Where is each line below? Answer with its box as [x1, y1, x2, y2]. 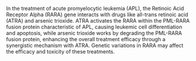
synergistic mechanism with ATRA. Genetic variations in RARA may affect [6, 42, 184, 49]
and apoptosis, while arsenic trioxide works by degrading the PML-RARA [6, 30, 182, 37]
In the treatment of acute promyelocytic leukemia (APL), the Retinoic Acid [6, 5, 184, 12]
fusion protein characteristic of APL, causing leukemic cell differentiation [6, 23, 182, 30]
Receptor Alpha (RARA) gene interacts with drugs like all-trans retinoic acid [6, 11, 188, 18]
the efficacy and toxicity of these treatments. [6, 48, 115, 55]
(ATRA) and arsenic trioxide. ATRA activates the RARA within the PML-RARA [6, 17, 190, 24]
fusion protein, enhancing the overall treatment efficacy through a [6, 36, 166, 42]
